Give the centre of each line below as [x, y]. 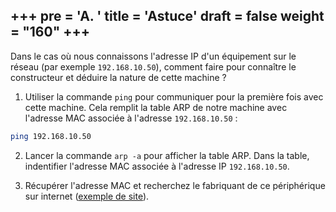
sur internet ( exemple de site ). [87, 196]
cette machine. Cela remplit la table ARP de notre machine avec [156, 107]
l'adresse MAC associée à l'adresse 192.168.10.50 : [131, 118]
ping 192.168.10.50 [51, 136]
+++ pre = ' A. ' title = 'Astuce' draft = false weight [167, 16]
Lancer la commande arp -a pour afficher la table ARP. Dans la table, [167, 155]
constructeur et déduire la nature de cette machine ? [118, 77]
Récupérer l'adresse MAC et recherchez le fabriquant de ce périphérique [175, 185]
